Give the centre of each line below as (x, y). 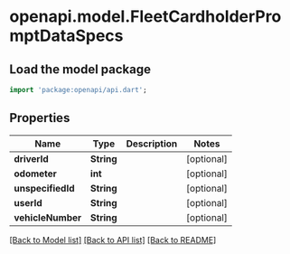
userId (28, 202)
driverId (32, 158)
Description (152, 144)
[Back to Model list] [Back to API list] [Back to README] (113, 240)
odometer (35, 174)
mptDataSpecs (66, 36)
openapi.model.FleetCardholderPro (145, 17)
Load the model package (80, 69)
